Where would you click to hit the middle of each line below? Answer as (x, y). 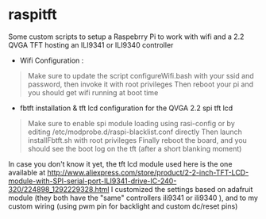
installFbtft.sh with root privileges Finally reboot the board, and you (137, 140)
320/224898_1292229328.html (59, 189)
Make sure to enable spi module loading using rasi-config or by (131, 123)
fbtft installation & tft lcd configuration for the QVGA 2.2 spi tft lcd (126, 108)
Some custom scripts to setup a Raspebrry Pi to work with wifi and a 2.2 (126, 36)
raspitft (33, 15)
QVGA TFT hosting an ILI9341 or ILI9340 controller (91, 44)
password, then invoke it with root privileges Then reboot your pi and (141, 84)
